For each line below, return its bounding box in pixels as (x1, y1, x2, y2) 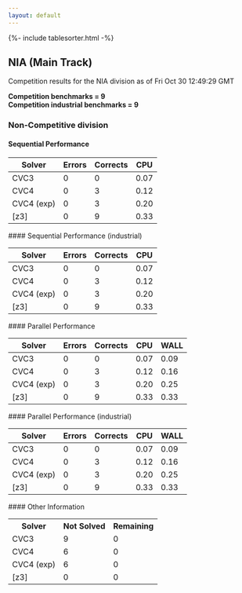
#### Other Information (8, 502, 85, 511)
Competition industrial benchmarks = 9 (8, 100, 139, 110)
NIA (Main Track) (8, 56, 92, 69)
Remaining (113, 520, 154, 531)
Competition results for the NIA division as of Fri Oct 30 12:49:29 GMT (8, 76, 235, 86)
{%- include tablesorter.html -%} (8, 33, 114, 42)
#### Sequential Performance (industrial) (8, 231, 143, 240)
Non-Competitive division (8, 119, 109, 130)
